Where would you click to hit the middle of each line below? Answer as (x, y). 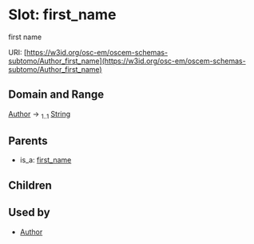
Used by (29, 212)
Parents (28, 140)
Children (30, 185)
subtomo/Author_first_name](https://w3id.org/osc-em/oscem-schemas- (127, 61)
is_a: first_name (46, 160)
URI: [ (18, 52)
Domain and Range (56, 95)
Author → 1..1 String (40, 115)
